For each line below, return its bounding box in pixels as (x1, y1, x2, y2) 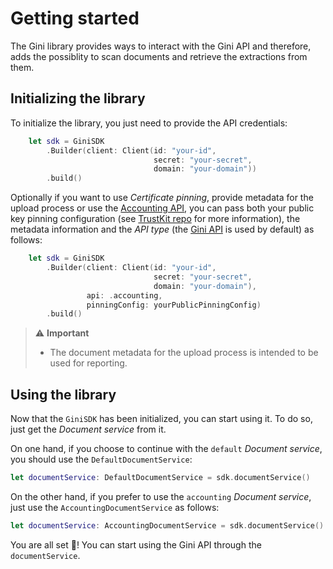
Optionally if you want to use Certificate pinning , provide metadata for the (10, 192, 314, 204)
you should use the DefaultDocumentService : (10, 453, 193, 466)
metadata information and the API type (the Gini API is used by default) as (10, 223, 315, 236)
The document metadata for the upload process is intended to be (49, 347, 319, 359)
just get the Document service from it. (10, 423, 167, 436)
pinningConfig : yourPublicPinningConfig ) (86, 300, 262, 310)
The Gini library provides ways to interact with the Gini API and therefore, (10, 40, 312, 52)
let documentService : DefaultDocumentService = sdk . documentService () (10, 473, 311, 483)
